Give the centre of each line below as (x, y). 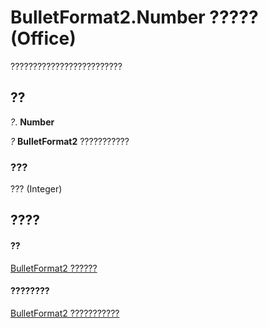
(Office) (43, 38)
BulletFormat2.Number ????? (134, 17)
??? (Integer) (36, 189)
